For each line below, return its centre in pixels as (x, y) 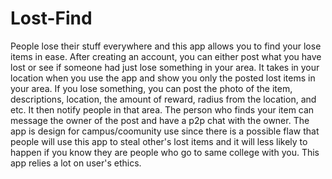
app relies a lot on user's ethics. (76, 163)
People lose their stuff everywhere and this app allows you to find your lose (166, 46)
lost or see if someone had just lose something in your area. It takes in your (165, 67)
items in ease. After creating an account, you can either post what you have (166, 56)
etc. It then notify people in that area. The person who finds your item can (162, 109)
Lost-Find (51, 18)
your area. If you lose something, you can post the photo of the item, (151, 88)
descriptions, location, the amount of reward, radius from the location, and (163, 99)
